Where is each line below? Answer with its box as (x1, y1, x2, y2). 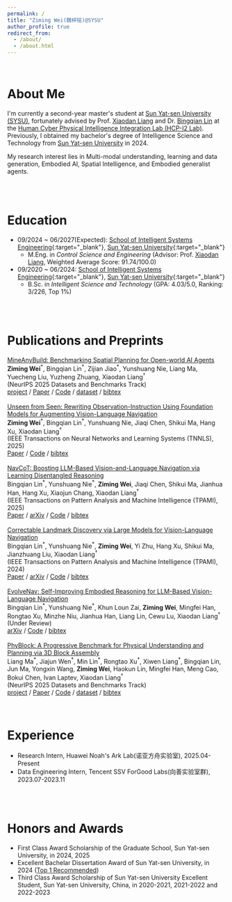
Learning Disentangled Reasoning (7, 471, 104, 480)
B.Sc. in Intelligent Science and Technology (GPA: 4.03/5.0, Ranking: (27, 280, 224, 288)
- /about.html (13, 43, 54, 49)
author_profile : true (7, 23, 70, 30)
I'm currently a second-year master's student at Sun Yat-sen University (7, 109, 212, 117)
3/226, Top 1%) (27, 287, 72, 296)
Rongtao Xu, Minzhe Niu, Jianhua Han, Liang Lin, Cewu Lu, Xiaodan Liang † (7, 611, 221, 620)
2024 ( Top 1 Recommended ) (17, 866, 99, 874)
